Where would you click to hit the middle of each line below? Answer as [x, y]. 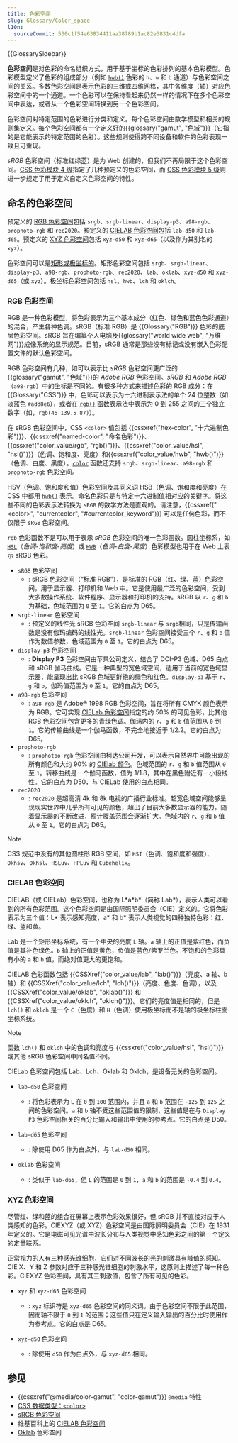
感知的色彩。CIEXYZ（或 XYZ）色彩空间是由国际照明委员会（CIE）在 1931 [121, 1225]
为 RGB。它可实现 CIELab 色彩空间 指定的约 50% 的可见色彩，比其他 [127, 712]
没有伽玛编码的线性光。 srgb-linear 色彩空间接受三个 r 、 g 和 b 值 [136, 633]
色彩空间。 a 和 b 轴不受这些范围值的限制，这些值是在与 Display [133, 1110]
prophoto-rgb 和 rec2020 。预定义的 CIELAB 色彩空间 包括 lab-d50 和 [105, 231]
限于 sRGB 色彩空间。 [43, 523]
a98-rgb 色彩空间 [42, 695]
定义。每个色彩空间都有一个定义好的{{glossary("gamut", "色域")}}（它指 [124, 128]
